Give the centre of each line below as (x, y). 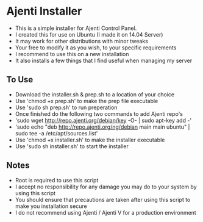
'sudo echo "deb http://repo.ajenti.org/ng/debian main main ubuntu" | (102, 127)
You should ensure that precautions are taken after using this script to (103, 199)
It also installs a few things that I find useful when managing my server (104, 60)
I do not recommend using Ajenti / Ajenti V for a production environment (105, 212)
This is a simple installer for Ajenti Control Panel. (76, 28)
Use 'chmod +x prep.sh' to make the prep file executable (87, 101)
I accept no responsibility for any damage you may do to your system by (106, 187)
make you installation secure (51, 206)
